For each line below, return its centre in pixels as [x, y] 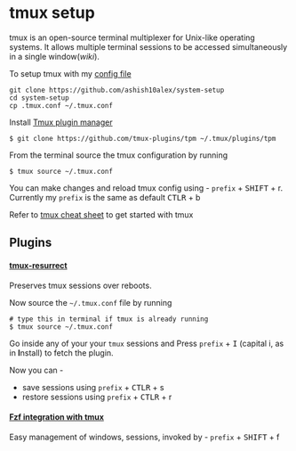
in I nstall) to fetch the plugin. [61, 353]
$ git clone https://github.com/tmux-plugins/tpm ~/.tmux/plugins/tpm [143, 138]
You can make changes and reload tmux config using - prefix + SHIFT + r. [146, 188]
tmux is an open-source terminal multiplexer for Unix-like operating [132, 37]
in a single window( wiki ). [55, 56]
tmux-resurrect [39, 265]
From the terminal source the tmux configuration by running [119, 155]
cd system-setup [39, 98]
